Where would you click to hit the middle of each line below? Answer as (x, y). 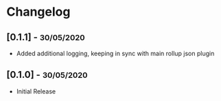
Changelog (38, 12)
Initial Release (36, 91)
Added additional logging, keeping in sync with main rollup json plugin (115, 53)
